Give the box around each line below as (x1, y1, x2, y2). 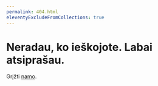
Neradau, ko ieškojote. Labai (6, 40, 153, 54)
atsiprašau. (6, 53, 65, 67)
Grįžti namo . (6, 73, 37, 80)
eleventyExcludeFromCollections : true (6, 14, 105, 20)
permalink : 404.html (6, 8, 59, 15)
